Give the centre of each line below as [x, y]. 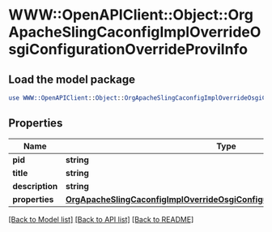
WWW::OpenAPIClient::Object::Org [131, 15]
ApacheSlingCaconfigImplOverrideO [135, 32]
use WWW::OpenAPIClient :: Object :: [67, 98]
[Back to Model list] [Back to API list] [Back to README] [101, 219]
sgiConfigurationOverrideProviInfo [128, 49]
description [35, 186]
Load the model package [72, 79]
